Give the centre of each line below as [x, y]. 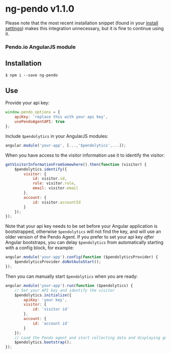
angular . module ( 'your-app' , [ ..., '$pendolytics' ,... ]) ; [66, 145]
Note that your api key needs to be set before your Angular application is [81, 226]
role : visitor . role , [54, 184]
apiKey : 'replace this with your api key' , [61, 117]
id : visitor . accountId [56, 202]
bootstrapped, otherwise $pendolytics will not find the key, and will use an [83, 231]
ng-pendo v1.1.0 [40, 9]
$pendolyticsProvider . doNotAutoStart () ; [58, 262]
